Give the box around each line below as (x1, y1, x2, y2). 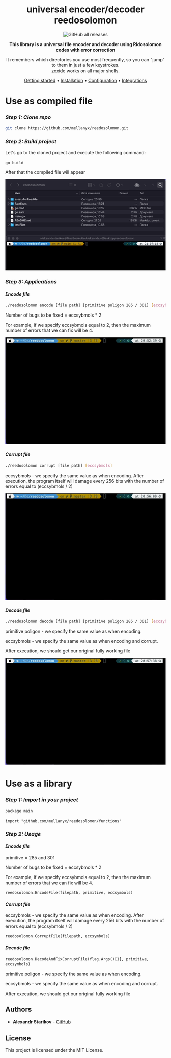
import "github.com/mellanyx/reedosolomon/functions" (5, 818, 122, 824)
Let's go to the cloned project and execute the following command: (5, 149, 146, 155)
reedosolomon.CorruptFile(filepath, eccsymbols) (5, 934, 110, 939)
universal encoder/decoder (26, 4, 145, 15)
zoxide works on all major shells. (51, 67, 120, 74)
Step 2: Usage (5, 830, 41, 837)
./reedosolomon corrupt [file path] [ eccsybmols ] (5, 463, 113, 468)
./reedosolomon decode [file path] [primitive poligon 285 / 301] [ (5, 619, 154, 624)
